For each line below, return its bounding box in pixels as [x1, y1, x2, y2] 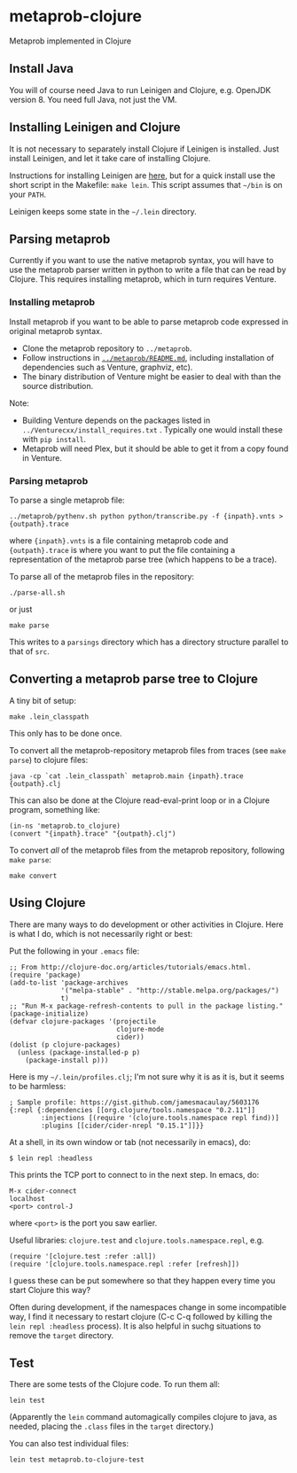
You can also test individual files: [9, 1438, 129, 1449]
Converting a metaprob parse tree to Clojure [9, 672, 259, 687]
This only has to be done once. [9, 728, 122, 738]
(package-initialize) [9, 1009, 90, 1018]
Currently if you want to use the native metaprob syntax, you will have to [9, 255, 274, 266]
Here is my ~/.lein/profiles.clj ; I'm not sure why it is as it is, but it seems [9, 1071, 285, 1082]
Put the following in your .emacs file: [9, 946, 140, 956]
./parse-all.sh [9, 588, 66, 597]
